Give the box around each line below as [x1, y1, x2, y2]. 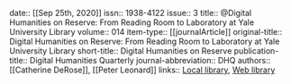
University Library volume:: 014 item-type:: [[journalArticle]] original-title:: [9, 27, 283, 37]
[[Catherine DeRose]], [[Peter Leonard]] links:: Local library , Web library [9, 64, 276, 75]
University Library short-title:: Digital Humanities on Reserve [9, 46, 232, 56]
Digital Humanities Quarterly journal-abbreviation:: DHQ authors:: [30, 55, 271, 65]
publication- [233, 46, 279, 56]
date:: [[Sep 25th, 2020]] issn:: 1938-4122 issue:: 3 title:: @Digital [9, 8, 252, 18]
